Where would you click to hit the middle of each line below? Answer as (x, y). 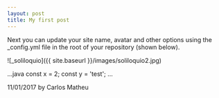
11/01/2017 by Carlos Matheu (48, 87)
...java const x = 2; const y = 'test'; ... (60, 74)
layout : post (26, 13)
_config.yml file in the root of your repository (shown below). (94, 47)
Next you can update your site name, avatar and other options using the (110, 39)
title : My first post (38, 20)
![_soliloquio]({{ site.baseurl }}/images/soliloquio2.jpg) (84, 60)
